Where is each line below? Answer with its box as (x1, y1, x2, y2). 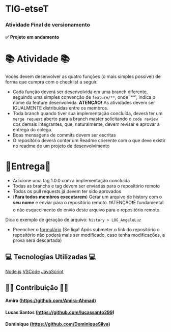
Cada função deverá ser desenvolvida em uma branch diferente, (12, 89, 148, 95)
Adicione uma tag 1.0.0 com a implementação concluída (12, 177, 130, 183)
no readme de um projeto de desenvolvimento (12, 143, 110, 149)
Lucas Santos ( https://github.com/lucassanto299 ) (5, 309, 115, 315)
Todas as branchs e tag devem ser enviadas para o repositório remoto (12, 183, 160, 189)
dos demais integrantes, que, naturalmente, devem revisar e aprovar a (12, 121, 160, 127)
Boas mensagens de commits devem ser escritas (12, 132, 116, 138)
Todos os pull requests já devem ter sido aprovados (12, 188, 121, 194)
